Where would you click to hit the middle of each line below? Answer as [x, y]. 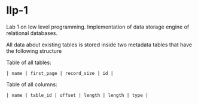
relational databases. [32, 33]
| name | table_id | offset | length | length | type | [77, 95]
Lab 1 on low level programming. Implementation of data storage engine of [98, 27]
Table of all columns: [32, 84]
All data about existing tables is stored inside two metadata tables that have [99, 45]
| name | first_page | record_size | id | [60, 73]
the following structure [34, 51]
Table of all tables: [29, 62]
